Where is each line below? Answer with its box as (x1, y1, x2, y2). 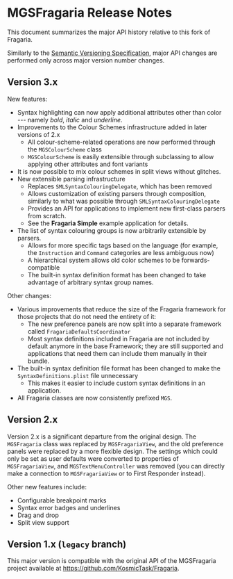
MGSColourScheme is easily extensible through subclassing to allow (27, 152, 214, 161)
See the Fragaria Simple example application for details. (27, 219, 189, 227)
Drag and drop (17, 511, 59, 519)
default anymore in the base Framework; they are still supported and (27, 342, 223, 350)
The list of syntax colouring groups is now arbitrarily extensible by (17, 226, 207, 234)
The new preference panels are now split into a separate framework (27, 320, 222, 328)
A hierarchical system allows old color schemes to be (27, 256, 180, 264)
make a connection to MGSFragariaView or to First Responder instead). (7, 469, 206, 478)
